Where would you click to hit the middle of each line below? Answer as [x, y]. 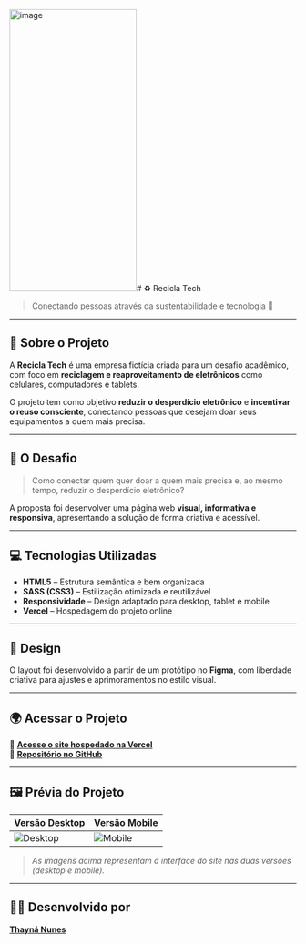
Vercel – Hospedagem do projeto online [97, 611]
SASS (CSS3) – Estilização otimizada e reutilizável [117, 592]
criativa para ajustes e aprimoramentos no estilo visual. [113, 680]
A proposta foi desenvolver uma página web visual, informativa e [133, 508]
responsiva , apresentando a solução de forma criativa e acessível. [135, 517]
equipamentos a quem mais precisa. [77, 421]
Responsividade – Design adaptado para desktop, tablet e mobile [146, 602]
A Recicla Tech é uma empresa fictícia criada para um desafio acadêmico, [149, 365]
